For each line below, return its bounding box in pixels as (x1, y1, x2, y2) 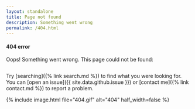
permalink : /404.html (6, 25, 59, 31)
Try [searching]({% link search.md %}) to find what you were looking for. (6, 73, 182, 80)
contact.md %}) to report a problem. (6, 85, 94, 92)
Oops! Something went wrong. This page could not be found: (6, 56, 153, 63)
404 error (6, 43, 30, 50)
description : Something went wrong (6, 19, 93, 25)
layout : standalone (6, 8, 54, 15)
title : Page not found (6, 14, 61, 20)
